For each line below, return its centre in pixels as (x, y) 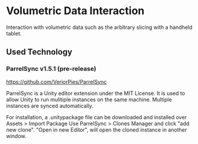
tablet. (14, 33)
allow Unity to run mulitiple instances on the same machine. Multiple (89, 99)
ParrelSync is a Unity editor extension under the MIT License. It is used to (95, 93)
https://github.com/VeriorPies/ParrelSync (56, 81)
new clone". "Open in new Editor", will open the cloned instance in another (97, 130)
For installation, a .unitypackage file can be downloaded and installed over (97, 117)
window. (16, 136)
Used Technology (39, 52)
